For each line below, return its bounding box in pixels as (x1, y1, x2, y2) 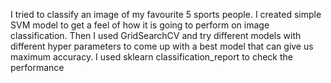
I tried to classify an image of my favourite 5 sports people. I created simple (10, 9, 322, 20)
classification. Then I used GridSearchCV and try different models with (10, 30, 302, 41)
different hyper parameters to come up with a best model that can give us (10, 40, 314, 52)
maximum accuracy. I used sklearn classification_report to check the (10, 51, 293, 63)
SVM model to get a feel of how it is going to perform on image (10, 19, 270, 31)
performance (10, 62, 65, 73)
